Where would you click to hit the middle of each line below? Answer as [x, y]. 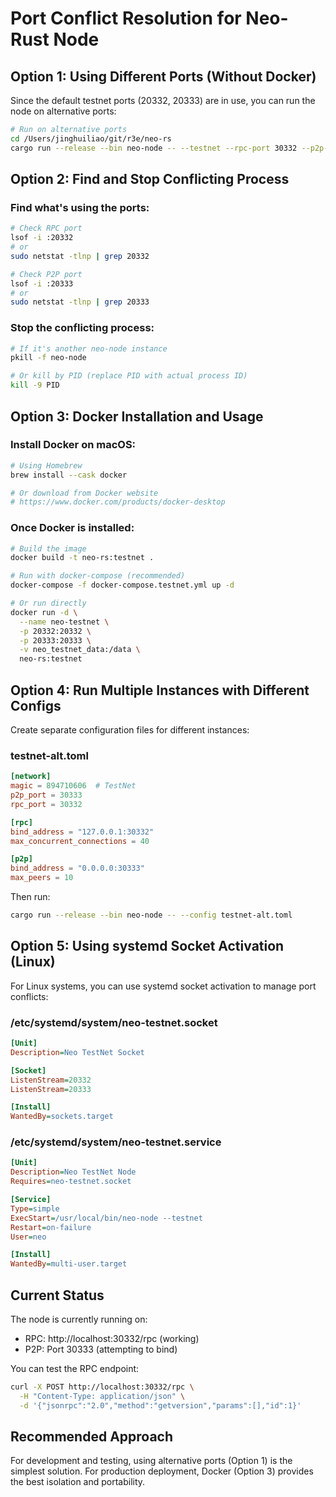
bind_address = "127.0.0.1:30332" [82, 832]
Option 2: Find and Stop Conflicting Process [150, 179]
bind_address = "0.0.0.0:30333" [77, 868]
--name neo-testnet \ [64, 622]
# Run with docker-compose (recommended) [98, 576]
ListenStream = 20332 [51, 1080]
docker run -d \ [44, 612]
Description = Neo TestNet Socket [77, 1052]
